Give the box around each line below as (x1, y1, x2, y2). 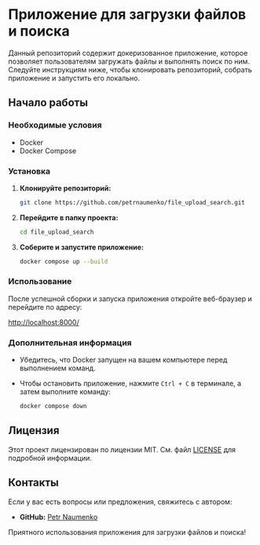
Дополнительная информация (8, 337, 132, 348)
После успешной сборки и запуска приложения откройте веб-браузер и (8, 293, 253, 304)
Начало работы (8, 96, 89, 109)
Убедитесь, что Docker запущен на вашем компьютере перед (19, 355, 228, 365)
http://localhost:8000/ (8, 317, 80, 327)
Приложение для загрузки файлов (8, 6, 247, 24)
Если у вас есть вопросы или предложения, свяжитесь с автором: (8, 497, 233, 506)
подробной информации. (8, 453, 93, 462)
